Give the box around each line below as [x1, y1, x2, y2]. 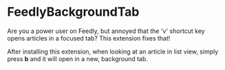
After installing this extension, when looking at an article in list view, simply [7, 47, 219, 56]
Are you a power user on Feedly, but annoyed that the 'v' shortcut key [7, 27, 205, 35]
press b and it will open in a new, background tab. [7, 54, 148, 62]
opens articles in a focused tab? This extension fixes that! [7, 34, 171, 42]
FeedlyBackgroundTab [7, 4, 140, 20]
